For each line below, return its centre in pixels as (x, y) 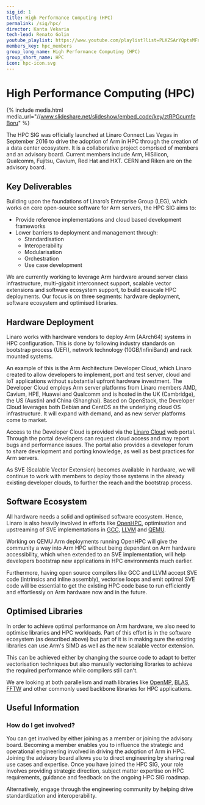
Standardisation (44, 239)
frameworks (30, 226)
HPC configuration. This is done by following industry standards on (91, 343)
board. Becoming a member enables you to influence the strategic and (95, 745)
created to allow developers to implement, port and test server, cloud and (99, 375)
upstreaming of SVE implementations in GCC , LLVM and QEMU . (86, 530)
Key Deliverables (39, 187)
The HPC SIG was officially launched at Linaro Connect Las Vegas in (92, 135)
